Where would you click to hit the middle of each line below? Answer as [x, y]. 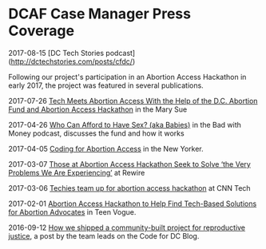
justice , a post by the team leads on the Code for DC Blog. [104, 235]
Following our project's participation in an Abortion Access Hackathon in [127, 77]
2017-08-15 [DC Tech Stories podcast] [72, 53]
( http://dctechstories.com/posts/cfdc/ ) [72, 61]
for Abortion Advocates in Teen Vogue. [72, 211]
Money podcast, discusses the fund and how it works [97, 133]
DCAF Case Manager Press [100, 14]
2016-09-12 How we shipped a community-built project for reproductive [127, 227]
